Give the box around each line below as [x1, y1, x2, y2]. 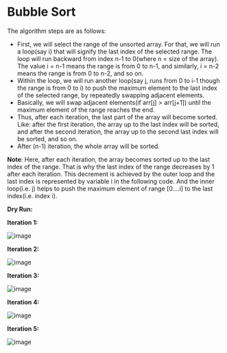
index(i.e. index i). [7, 191, 58, 199]
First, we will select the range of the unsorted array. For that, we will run [16, 40, 221, 48]
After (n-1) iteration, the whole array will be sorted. [16, 142, 160, 150]
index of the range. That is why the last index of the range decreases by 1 [7, 162, 215, 171]
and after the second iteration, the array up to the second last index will [16, 127, 219, 136]
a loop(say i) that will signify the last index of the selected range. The [16, 47, 213, 56]
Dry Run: [7, 205, 33, 213]
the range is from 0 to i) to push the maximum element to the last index [16, 84, 217, 92]
